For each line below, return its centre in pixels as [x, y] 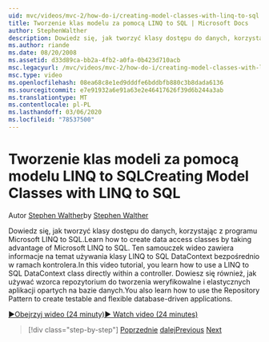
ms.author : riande [39, 46]
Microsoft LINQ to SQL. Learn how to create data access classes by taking [130, 239]
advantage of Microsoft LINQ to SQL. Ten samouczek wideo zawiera [121, 248]
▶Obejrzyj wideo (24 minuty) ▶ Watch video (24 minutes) [103, 314]
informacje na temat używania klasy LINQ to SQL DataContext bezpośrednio [134, 256]
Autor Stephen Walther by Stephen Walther [78, 215]
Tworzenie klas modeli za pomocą [124, 159]
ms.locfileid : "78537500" [51, 120]
